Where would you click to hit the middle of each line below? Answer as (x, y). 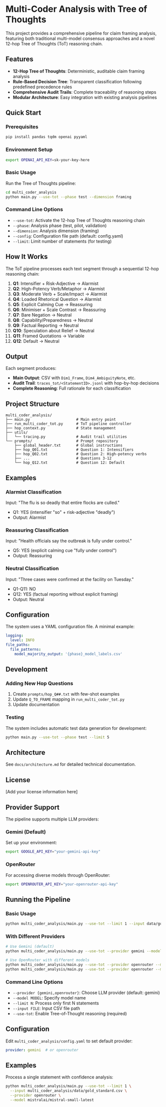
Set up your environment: (31, 843)
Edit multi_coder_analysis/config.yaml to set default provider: (69, 1041)
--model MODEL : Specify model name (49, 998)
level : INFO (22, 640)
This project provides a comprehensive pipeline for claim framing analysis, (81, 33)
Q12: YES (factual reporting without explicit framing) (66, 594)
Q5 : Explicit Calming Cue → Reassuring (53, 304)
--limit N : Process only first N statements (56, 1003)
